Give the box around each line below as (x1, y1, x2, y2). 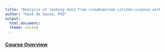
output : (5, 16, 21, 21)
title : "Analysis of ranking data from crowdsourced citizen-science (5, 7, 151, 12)
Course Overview (5, 41, 48, 48)
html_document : (9, 20, 41, 26)
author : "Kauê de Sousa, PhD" (5, 12, 67, 17)
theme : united (9, 25, 38, 30)
